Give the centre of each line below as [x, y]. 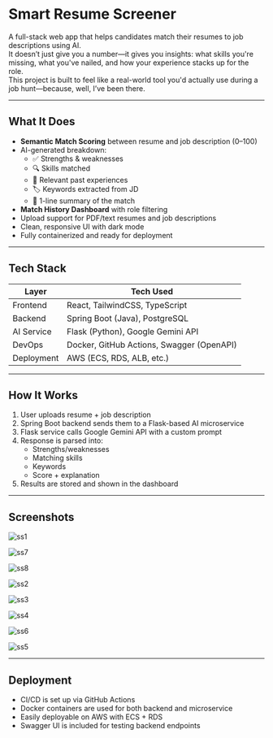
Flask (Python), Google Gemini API [132, 332]
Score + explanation [66, 475]
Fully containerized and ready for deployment [96, 235]
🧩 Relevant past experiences [80, 180]
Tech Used [152, 291]
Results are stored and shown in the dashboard [99, 484]
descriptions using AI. [45, 45]
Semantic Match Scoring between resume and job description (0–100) [139, 141]
